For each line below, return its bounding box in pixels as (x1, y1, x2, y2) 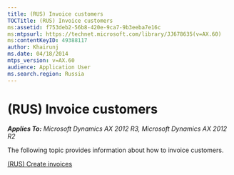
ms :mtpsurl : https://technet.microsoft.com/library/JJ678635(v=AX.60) (7, 30, 222, 38)
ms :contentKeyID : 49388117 (7, 37, 88, 44)
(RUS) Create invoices (7, 160, 73, 169)
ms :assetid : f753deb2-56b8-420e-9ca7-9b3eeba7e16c (7, 24, 161, 31)
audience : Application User (7, 64, 91, 71)
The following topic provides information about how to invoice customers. (7, 146, 224, 154)
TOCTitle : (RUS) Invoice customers (7, 17, 113, 24)
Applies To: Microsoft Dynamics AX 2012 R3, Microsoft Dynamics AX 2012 (7, 124, 228, 133)
